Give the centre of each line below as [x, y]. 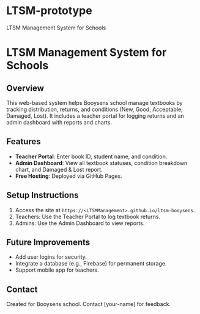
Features [24, 142]
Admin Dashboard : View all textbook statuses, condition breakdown [101, 163]
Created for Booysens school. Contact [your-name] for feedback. [89, 304]
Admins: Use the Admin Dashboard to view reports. [80, 223]
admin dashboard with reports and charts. [59, 122]
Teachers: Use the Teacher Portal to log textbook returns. [88, 216]
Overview [25, 88]
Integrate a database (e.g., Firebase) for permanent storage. [91, 264]
